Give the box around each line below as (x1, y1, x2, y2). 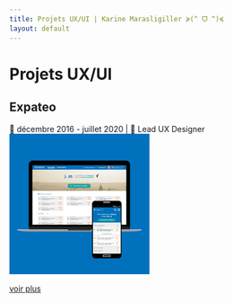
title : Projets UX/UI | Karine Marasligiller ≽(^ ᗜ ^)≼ (9, 14, 224, 23)
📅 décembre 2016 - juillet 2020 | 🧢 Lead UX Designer (9, 123, 205, 134)
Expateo (9, 100, 56, 115)
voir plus (9, 283, 42, 294)
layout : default (9, 23, 70, 33)
